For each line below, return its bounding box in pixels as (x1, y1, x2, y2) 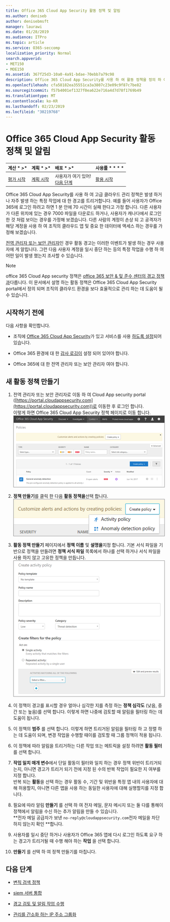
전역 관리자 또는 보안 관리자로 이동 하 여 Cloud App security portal (13, 391, 146, 398)
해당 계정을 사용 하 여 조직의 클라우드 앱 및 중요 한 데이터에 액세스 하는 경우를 (6, 223, 158, 229)
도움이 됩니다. (13, 715, 41, 721)
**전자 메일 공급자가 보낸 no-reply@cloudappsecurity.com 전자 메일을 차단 (13, 815, 160, 821)
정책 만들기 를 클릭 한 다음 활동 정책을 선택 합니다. (13, 493, 108, 499)
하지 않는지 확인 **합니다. (13, 821, 64, 827)
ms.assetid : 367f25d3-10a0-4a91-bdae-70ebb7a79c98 (6, 72, 115, 77)
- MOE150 (6, 67, 24, 72)
